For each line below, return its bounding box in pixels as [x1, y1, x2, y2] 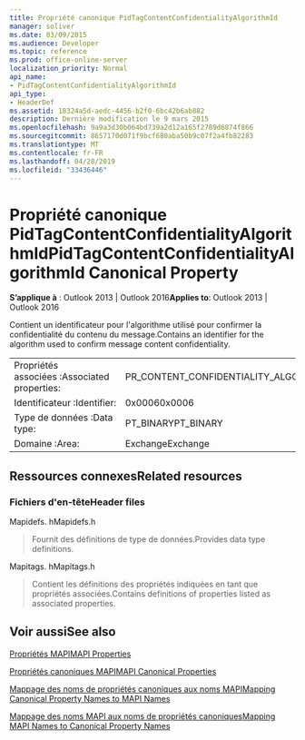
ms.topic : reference [9, 47, 88, 56]
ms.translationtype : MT [9, 140, 100, 149]
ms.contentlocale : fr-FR [9, 148, 103, 157]
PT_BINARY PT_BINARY [124, 417, 224, 429]
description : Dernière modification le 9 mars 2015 [9, 114, 209, 123]
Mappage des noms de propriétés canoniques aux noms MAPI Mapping [9, 683, 276, 695]
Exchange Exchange [124, 438, 211, 450]
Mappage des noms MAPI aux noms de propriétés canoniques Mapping [9, 710, 276, 722]
